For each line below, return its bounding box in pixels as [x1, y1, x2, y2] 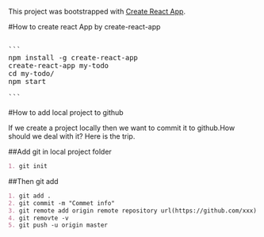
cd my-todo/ [8, 69, 55, 78]
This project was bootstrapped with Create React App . [8, 7, 186, 16]
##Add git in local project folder [8, 147, 113, 156]
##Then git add [8, 176, 59, 185]
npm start [8, 77, 46, 86]
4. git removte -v [8, 214, 69, 222]
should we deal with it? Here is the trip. [8, 132, 136, 141]
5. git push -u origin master [8, 221, 109, 229]
